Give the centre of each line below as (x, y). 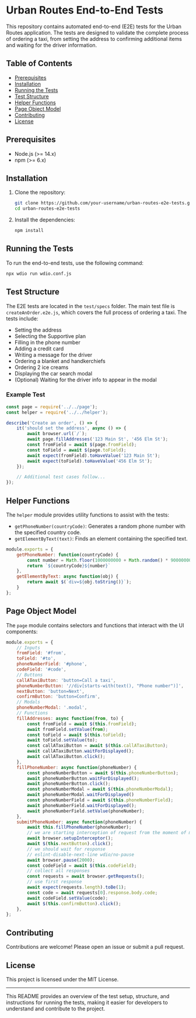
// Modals (29, 702)
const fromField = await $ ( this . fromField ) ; (82, 724)
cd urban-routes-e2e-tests (47, 209)
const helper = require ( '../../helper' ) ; (57, 412)
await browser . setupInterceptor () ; (70, 838)
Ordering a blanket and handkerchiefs (60, 361)
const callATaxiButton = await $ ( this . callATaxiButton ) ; (97, 746)
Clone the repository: (40, 192)
